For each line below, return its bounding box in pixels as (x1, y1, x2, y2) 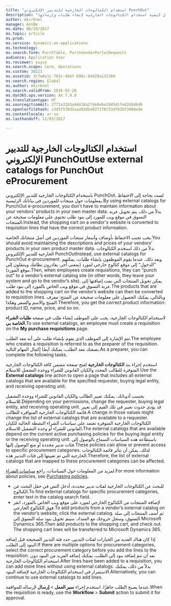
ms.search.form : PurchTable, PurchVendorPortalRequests (6, 50, 127, 55)
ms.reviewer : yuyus (6, 60, 47, 65)
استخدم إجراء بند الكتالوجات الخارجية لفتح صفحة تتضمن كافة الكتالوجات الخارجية (6, 361, 157, 367)
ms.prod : (6, 36, 24, 41)
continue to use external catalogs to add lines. (6, 574, 103, 580)
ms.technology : (6, 45, 38, 50)
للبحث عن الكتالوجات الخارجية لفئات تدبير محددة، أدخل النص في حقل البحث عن (13, 483, 164, 489)
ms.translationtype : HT (6, 97, 56, 102)
